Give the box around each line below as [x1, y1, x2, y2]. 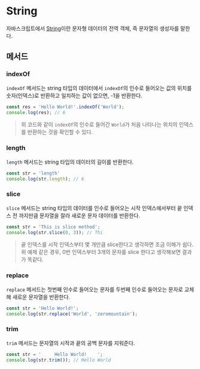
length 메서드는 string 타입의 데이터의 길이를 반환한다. [6, 158, 134, 166]
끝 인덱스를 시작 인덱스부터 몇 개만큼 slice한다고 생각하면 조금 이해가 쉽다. [20, 241, 193, 248]
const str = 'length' [6, 170, 60, 176]
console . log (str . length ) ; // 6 [6, 176, 84, 182]
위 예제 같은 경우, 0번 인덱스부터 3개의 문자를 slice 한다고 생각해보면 [20, 248, 181, 256]
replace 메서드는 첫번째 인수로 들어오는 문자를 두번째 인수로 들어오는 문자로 [6, 286, 183, 293]
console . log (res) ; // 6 [6, 109, 66, 115]
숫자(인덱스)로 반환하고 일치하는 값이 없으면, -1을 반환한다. [6, 92, 143, 99]
